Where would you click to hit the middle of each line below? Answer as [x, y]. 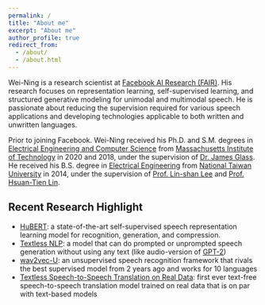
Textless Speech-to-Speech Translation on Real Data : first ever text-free [138, 277]
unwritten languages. [43, 125]
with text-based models [58, 294]
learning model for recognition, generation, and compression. [120, 234]
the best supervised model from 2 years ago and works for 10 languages [138, 268]
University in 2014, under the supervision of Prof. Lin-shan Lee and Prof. [126, 174]
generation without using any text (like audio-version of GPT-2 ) [123, 252]
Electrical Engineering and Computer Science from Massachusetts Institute [131, 149]
